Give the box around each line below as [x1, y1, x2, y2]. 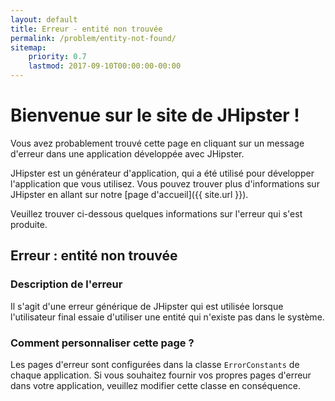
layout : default [10, 14, 78, 25]
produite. [10, 218, 48, 230]
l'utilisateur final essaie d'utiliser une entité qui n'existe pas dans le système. [10, 311, 325, 323]
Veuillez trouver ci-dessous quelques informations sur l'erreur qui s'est [10, 207, 303, 220]
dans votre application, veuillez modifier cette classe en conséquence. [10, 379, 302, 391]
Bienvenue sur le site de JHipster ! [10, 104, 300, 127]
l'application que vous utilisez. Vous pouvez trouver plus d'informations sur [10, 177, 320, 190]
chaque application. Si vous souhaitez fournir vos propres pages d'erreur [10, 369, 312, 381]
